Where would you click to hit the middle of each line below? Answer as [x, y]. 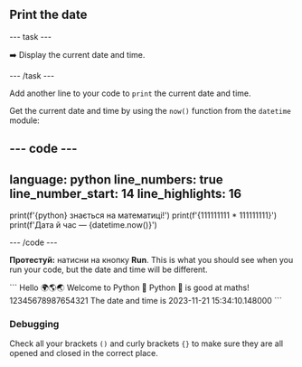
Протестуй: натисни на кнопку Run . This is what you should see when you [151, 260]
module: [25, 120]
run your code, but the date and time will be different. [109, 269]
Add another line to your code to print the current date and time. [130, 93]
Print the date [48, 15]
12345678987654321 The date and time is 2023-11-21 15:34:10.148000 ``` [146, 301]
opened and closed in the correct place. [84, 353]
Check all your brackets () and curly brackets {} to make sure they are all [146, 343]
